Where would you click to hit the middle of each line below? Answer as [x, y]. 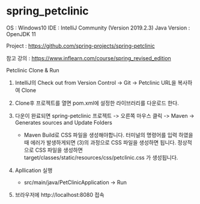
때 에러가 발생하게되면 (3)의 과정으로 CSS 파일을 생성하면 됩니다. [100, 142]
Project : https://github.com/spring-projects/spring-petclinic [80, 46]
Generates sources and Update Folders [63, 122]
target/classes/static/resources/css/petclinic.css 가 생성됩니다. [101, 157]
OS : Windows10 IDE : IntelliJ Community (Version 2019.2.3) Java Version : [98, 28]
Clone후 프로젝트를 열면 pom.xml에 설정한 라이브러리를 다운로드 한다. [97, 103]
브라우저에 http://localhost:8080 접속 [59, 194]
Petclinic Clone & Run [33, 70]
